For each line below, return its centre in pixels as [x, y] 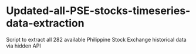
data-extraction [45, 23]
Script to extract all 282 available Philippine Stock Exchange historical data [96, 39]
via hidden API [23, 46]
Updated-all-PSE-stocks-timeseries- [98, 11]
